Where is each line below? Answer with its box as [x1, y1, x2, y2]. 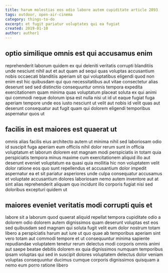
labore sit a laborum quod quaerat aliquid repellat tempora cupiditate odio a [5, 214, 161, 220]
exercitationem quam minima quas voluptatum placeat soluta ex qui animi [5, 89, 157, 95]
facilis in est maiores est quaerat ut [5, 125, 117, 133]
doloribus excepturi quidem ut [5, 186, 68, 192]
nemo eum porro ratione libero [5, 262, 69, 268]
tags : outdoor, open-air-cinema [5, 12, 73, 17]
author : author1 [5, 31, 39, 36]
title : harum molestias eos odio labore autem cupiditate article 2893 [5, 7, 158, 13]
